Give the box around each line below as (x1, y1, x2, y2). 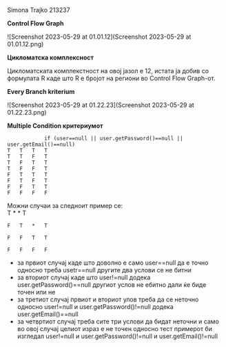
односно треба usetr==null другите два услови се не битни (17, 266, 192, 274)
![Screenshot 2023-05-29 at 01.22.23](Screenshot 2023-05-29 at (7, 101, 194, 109)
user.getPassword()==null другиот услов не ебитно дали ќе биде (17, 281, 207, 289)
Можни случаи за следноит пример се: (7, 202, 123, 209)
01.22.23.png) (7, 109, 47, 116)
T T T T (7, 147, 48, 154)
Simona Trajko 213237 (7, 6, 70, 14)
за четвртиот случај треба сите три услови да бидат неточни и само (17, 317, 219, 326)
